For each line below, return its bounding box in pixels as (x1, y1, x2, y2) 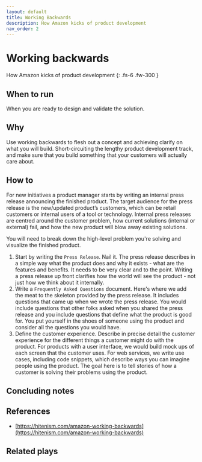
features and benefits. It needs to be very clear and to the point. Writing (14, 266, 193, 273)
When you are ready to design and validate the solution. (6, 105, 145, 112)
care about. (6, 157, 35, 165)
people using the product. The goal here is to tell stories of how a (14, 362, 177, 369)
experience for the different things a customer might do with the (14, 336, 174, 344)
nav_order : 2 (6, 25, 39, 32)
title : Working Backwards (6, 14, 71, 21)
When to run (6, 89, 54, 100)
